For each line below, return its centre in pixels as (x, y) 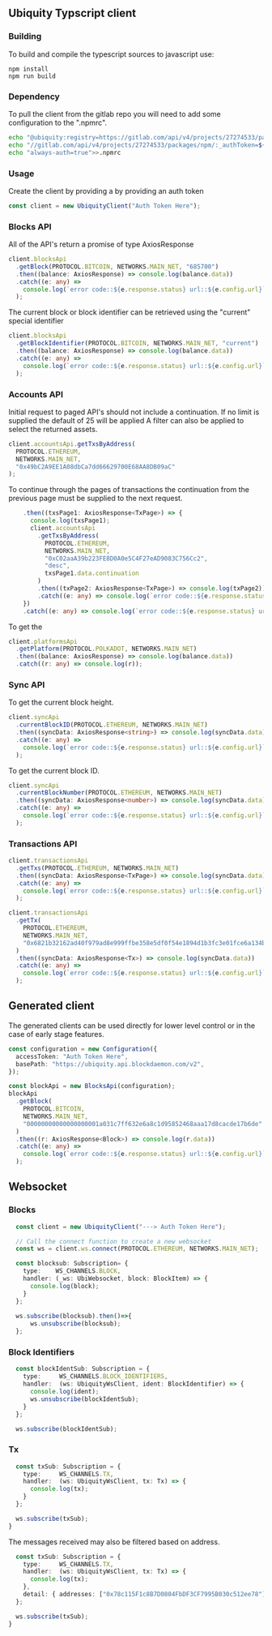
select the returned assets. (53, 429)
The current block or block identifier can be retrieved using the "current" (130, 312)
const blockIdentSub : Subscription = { (83, 1369)
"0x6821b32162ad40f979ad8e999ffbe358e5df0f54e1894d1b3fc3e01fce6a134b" (146, 943)
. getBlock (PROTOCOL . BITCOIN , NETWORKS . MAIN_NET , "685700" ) (117, 267)
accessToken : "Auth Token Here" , (72, 1056)
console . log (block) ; (64, 1286)
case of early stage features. (56, 1034)
